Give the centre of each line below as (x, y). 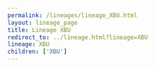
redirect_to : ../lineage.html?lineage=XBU (78, 37)
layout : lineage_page (43, 23)
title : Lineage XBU (39, 30)
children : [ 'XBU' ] (37, 52)
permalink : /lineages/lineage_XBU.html (73, 15)
